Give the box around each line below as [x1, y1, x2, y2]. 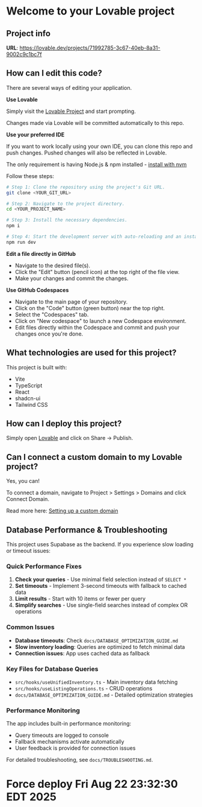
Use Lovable [6, 95, 38, 103]
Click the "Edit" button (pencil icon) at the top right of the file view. [14, 268, 180, 275]
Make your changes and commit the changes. [14, 275, 129, 282]
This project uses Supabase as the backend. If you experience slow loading [6, 541, 194, 548]
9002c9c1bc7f [6, 51, 42, 58]
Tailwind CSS [14, 401, 48, 408]
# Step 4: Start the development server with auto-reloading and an [6, 234, 182, 240]
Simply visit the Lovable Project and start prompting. [6, 107, 136, 115]
